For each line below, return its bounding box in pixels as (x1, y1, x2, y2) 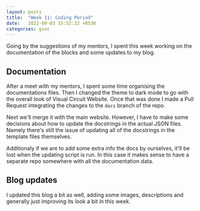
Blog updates (6, 175, 58, 186)
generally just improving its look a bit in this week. (6, 198, 131, 205)
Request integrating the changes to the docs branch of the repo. (6, 102, 165, 109)
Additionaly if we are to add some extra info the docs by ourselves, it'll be (6, 145, 190, 152)
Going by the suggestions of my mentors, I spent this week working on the (6, 42, 192, 50)
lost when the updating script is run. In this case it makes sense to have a (6, 151, 190, 158)
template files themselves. (6, 133, 72, 140)
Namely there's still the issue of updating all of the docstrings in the (6, 127, 175, 134)
